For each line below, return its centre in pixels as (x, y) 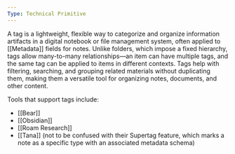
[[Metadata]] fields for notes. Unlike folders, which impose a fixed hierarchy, (117, 48)
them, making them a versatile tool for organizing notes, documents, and (112, 78)
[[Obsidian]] (35, 120)
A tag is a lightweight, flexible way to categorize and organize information (113, 34)
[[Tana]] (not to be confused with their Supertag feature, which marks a (121, 135)
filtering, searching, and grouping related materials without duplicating (109, 71)
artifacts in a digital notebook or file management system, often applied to (114, 41)
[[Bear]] (29, 113)
